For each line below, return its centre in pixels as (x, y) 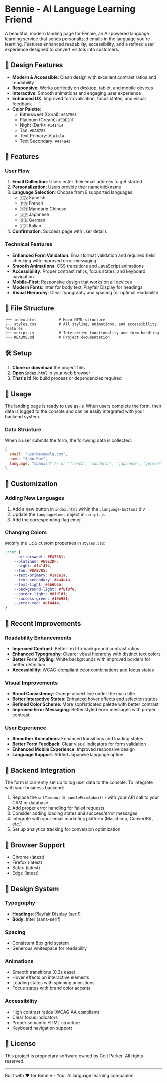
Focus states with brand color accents (51, 988)
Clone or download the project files (49, 368)
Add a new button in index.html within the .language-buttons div (79, 509)
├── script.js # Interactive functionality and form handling (82, 333)
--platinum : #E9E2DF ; (36, 561)
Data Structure (23, 430)
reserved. (15, 1061)
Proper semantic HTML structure (46, 1022)
